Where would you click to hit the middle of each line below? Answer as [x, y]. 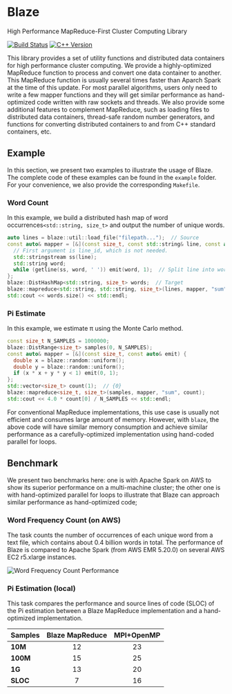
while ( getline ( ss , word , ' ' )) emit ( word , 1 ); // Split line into [114, 270]
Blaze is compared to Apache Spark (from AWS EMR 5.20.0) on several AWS [116, 549]
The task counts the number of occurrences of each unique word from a [110, 535]
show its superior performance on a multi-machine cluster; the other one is [114, 487]
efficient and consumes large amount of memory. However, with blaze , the [113, 419]
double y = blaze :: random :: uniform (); [69, 367]
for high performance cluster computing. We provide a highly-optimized [109, 65]
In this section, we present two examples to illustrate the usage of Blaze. [110, 170]
